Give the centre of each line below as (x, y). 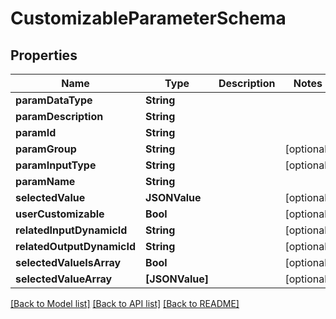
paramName (45, 181)
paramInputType (56, 165)
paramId (36, 132)
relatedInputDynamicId (71, 230)
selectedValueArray (64, 279)
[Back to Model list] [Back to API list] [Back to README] (125, 303)
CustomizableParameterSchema (148, 18)
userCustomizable (60, 214)
